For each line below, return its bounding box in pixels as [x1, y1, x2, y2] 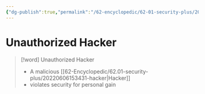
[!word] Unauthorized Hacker [20, 56, 95, 63]
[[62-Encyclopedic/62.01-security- [60, 68, 148, 75]
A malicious [29, 68, 59, 75]
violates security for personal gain [29, 80, 116, 88]
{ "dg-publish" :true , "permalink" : [6, 9, 91, 15]
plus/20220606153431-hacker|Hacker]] [29, 74, 131, 82]
